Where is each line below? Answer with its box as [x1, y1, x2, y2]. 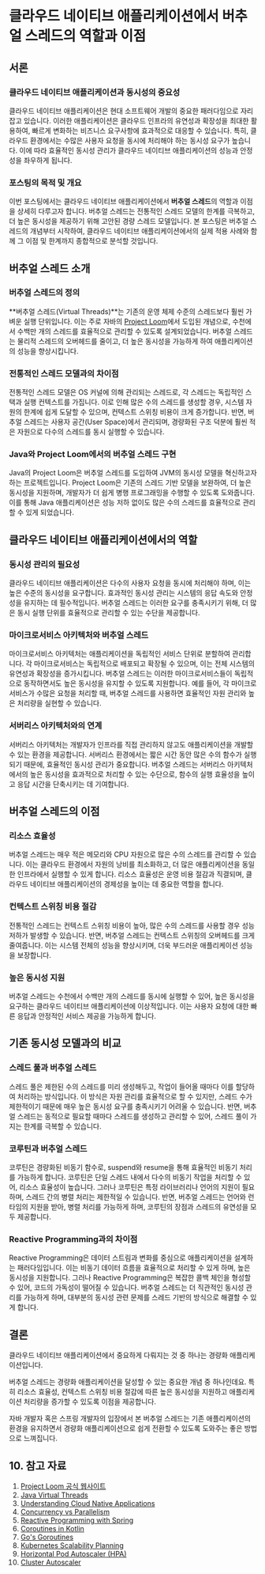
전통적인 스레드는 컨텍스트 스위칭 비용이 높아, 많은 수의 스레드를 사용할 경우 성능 [9, 921, 256, 930]
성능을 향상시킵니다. [17, 346, 79, 356]
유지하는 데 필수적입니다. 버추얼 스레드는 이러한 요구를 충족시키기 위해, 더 [23, 598, 249, 607]
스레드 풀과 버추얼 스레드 [9, 1062, 97, 1073]
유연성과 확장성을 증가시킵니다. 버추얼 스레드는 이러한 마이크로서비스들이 [9, 669, 233, 679]
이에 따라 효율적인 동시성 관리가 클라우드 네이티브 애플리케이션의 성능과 [19, 146, 239, 155]
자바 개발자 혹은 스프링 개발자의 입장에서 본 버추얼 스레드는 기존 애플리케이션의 [9, 1413, 252, 1424]
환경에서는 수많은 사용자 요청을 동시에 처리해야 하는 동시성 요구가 [29, 135, 230, 145]
